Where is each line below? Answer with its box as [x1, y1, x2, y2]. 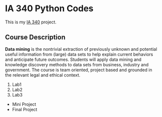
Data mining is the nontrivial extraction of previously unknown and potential [5, 46, 157, 52]
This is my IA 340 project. [5, 19, 57, 25]
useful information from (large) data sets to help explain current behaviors [5, 51, 153, 57]
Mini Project [12, 101, 36, 107]
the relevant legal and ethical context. [5, 72, 81, 78]
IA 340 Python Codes [5, 3, 94, 14]
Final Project [12, 106, 37, 112]
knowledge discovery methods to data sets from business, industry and [5, 61, 149, 67]
